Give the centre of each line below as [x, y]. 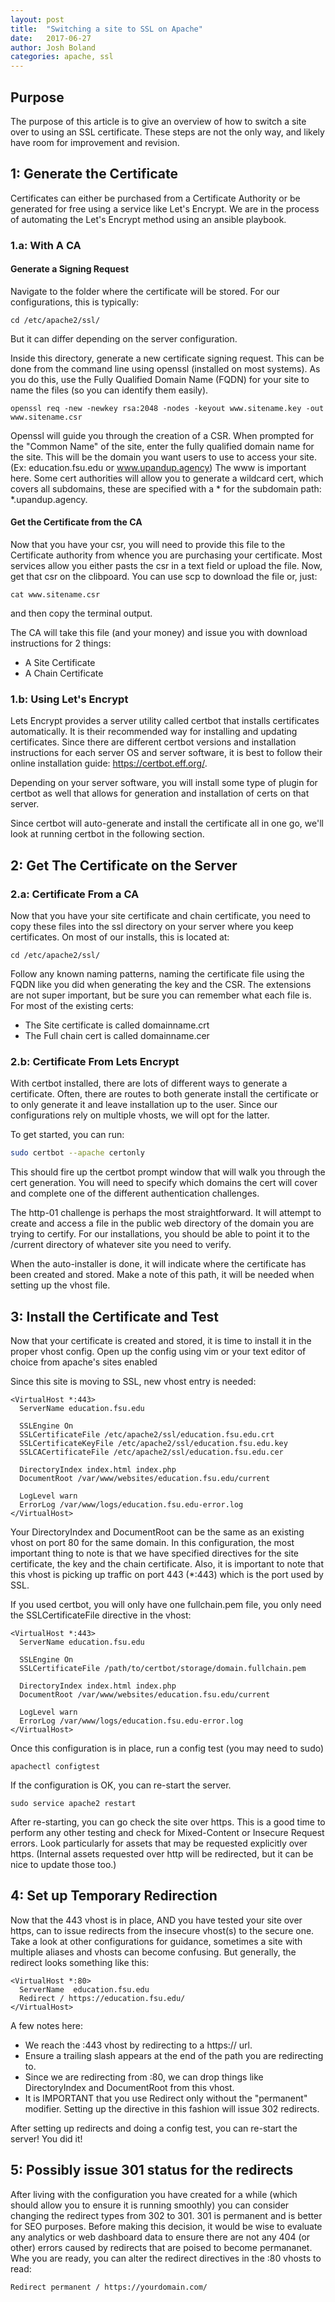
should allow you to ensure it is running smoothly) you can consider [150, 2205]
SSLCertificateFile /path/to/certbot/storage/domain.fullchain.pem [163, 1669]
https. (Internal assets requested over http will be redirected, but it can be [162, 1854]
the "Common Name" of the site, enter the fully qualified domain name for [162, 446]
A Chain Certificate [64, 673]
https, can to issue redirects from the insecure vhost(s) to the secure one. [162, 1930]
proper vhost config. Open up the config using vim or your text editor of [158, 1352]
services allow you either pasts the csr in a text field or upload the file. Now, [166, 566]
